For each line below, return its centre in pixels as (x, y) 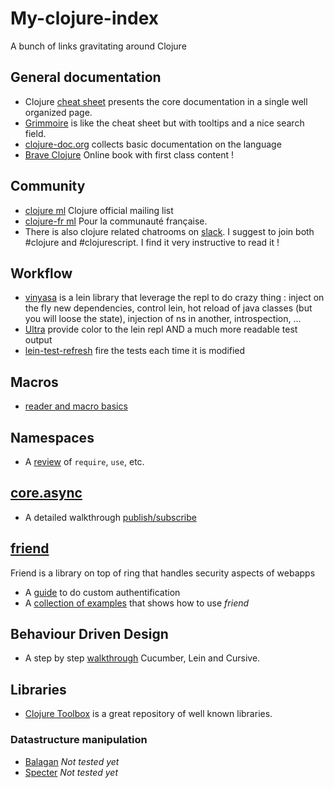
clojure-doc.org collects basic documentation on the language (153, 144)
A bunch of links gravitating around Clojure (98, 46)
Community (48, 186)
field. (35, 133)
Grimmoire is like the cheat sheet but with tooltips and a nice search (164, 123)
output (38, 340)
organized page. (58, 112)
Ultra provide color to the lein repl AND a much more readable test (161, 329)
